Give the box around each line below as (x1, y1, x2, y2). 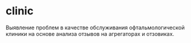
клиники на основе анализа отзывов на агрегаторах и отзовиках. (5, 30, 175, 37)
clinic (5, 4, 34, 18)
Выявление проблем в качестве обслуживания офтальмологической (5, 24, 185, 31)
